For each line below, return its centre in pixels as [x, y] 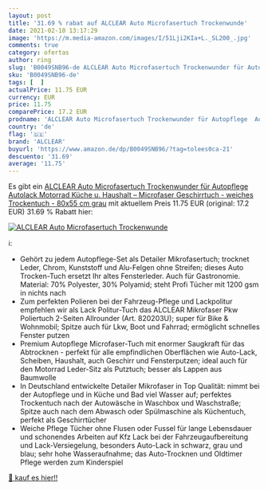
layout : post [30, 16]
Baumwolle [38, 378]
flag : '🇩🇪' [28, 134]
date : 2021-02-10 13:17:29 [53, 30]
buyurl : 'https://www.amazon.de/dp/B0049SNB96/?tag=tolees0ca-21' [121, 149]
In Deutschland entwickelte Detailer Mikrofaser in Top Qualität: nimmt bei [140, 386]
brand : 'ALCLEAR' [37, 141]
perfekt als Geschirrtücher [63, 420]
